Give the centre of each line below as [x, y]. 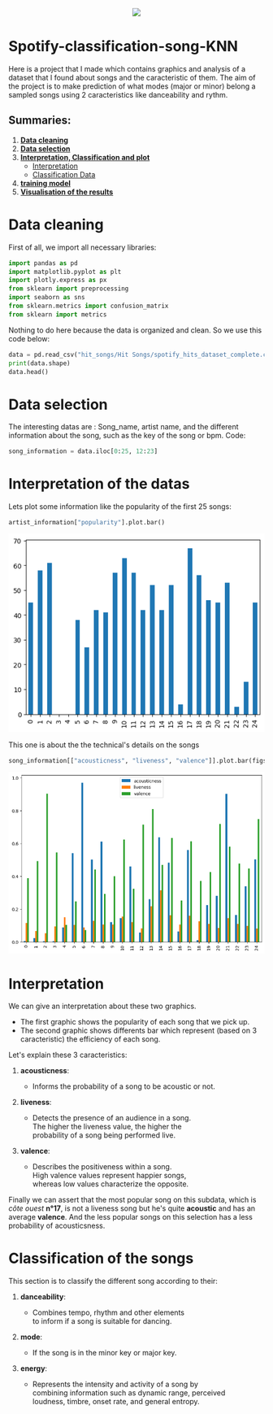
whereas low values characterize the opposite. [110, 1184]
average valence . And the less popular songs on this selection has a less [131, 1217]
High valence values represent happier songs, [109, 1176]
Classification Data [64, 174]
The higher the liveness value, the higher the [107, 1127]
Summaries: [40, 121]
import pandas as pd [43, 263]
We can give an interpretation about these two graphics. [102, 1006]
